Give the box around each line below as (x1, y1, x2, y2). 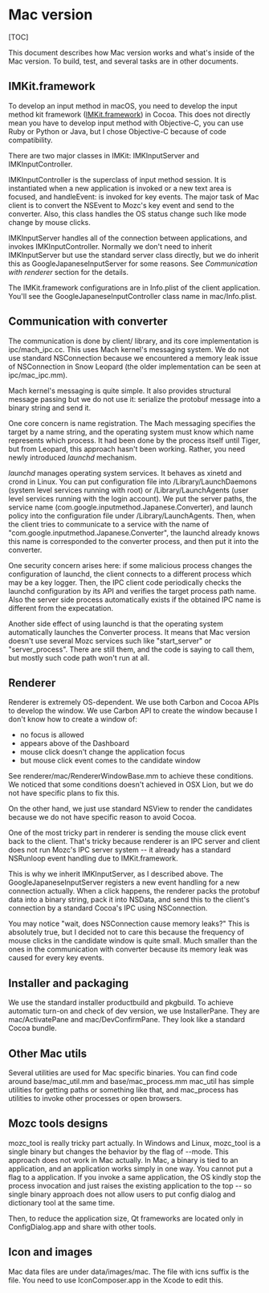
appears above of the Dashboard (19, 739, 130, 748)
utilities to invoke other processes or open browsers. (8, 1094, 182, 1103)
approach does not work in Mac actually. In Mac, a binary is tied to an (8, 1155, 238, 1164)
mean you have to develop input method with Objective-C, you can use (8, 118, 244, 128)
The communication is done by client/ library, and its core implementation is (8, 336, 259, 346)
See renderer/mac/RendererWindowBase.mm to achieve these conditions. (8, 771, 254, 781)
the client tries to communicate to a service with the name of (8, 519, 210, 529)
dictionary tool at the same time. (8, 1197, 115, 1207)
